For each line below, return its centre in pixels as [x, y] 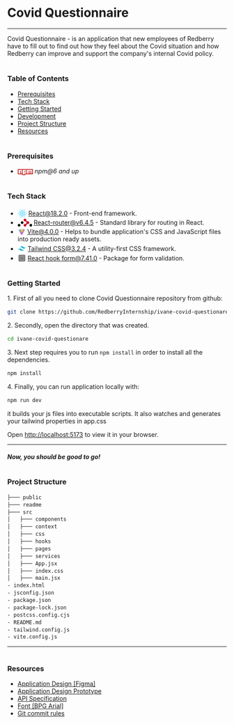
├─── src [20, 512]
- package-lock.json [37, 608]
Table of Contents [38, 79]
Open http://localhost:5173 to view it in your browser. [83, 434]
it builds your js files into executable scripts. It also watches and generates [114, 413]
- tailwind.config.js [39, 630]
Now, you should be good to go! [54, 457]
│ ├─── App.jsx [32, 563]
